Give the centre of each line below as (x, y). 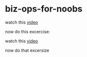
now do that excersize (27, 50)
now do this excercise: (27, 31)
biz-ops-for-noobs (44, 9)
